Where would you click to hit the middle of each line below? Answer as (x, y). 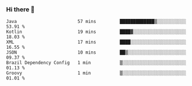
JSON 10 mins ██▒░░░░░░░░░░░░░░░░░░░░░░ (96, 52)
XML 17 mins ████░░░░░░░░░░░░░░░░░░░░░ (96, 42)
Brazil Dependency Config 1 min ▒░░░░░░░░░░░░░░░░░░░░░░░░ (96, 63)
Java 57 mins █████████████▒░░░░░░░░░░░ (96, 22)
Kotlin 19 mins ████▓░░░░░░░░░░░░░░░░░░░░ (96, 32)
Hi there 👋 (21, 9)
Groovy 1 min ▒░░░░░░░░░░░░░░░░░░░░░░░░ (96, 73)
